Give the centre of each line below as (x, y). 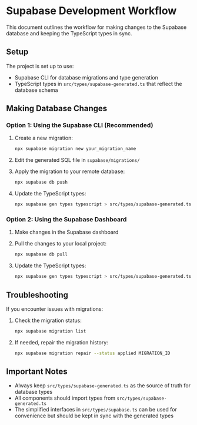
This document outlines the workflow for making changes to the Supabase (96, 27)
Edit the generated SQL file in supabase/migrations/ (77, 160)
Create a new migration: (44, 138)
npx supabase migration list (50, 331)
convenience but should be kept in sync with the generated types (94, 416)
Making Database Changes (57, 109)
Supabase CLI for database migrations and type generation (86, 77)
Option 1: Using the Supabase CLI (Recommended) (80, 125)
